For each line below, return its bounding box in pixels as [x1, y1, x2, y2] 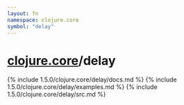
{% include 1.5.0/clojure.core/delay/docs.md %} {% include [7, 75, 177, 84]
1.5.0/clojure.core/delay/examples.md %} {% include [7, 83, 158, 91]
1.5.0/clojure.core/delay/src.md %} [7, 90, 106, 99]
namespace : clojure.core [7, 17, 79, 23]
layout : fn [7, 10, 39, 17]
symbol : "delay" [7, 23, 54, 30]
